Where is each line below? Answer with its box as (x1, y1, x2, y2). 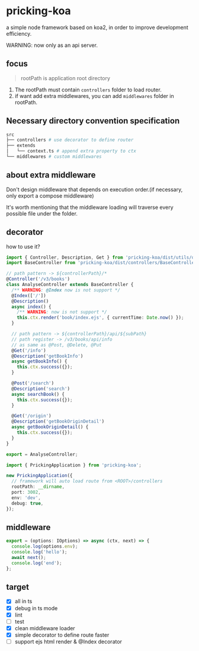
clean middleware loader (14, 624, 75, 631)
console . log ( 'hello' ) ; (11, 549, 68, 555)
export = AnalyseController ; (6, 451, 78, 458)
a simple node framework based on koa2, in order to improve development (6, 24, 188, 31)
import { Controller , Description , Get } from (6, 254, 123, 261)
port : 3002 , (11, 490, 41, 496)
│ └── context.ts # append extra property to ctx (6, 148, 136, 154)
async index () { (11, 304, 52, 310)
